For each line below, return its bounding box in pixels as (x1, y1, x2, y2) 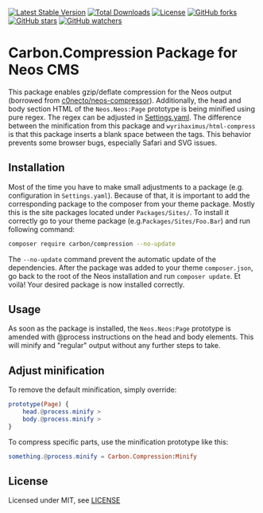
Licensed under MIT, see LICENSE (8, 495, 121, 505)
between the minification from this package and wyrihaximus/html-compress (8, 120, 256, 131)
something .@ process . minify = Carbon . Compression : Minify (8, 452, 197, 460)
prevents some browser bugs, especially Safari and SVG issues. (8, 138, 218, 147)
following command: (8, 224, 75, 234)
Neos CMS (8, 61, 79, 79)
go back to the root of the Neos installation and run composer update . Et (8, 271, 241, 280)
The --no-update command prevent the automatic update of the (8, 254, 217, 264)
